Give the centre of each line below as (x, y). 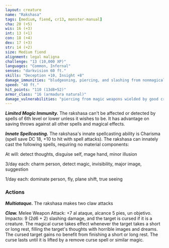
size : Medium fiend (26, 52)
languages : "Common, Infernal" (38, 66)
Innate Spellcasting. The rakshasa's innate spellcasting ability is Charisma (83, 134)
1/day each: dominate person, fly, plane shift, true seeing (64, 179)
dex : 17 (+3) (19, 43)
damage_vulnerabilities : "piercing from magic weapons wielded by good (82, 99)
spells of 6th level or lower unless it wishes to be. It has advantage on (77, 118)
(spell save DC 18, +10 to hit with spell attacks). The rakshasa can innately (82, 139)
